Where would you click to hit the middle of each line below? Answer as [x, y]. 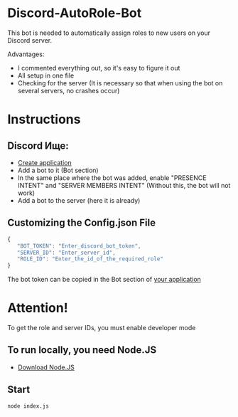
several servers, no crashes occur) [69, 90]
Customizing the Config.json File [82, 223]
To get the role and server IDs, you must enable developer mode [102, 328]
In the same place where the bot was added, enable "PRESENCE [112, 178]
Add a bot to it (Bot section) [58, 170]
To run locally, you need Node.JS [82, 350]
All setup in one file [46, 75]
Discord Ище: [38, 146]
